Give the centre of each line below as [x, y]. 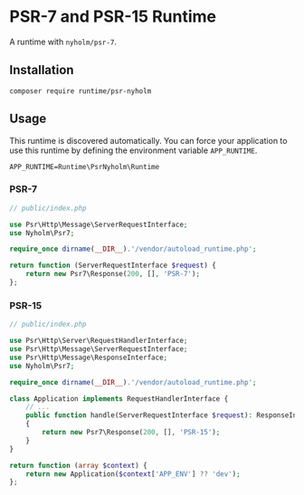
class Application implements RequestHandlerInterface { [119, 399]
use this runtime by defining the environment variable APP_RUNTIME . [133, 150]
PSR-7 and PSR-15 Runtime [113, 17]
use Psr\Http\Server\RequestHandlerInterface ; [99, 341]
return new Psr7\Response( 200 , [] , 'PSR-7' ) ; [113, 274]
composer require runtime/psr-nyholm [81, 91]
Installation [42, 70]
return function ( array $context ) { [78, 465]
